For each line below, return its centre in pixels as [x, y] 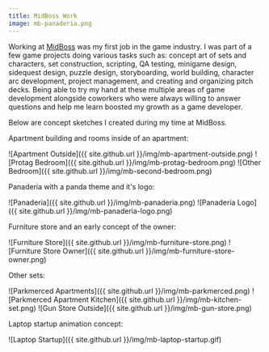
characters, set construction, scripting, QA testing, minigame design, [123, 64]
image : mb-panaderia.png [50, 23]
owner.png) [27, 259]
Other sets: [27, 275]
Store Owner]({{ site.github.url [93, 251]
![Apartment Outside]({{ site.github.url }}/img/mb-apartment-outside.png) [131, 154]
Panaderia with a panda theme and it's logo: [82, 186]
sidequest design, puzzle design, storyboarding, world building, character [131, 72]
